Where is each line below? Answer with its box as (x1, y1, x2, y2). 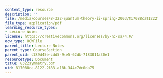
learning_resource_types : (5, 25, 57, 30)
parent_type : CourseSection (5, 47, 62, 52)
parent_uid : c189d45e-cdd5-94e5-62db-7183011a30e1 (5, 52, 110, 57)
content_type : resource (5, 7, 53, 12)
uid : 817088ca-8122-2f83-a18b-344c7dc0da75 (5, 66, 95, 71)
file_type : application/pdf (5, 20, 62, 26)
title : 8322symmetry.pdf (5, 61, 55, 66)
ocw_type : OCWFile (5, 39, 42, 44)
